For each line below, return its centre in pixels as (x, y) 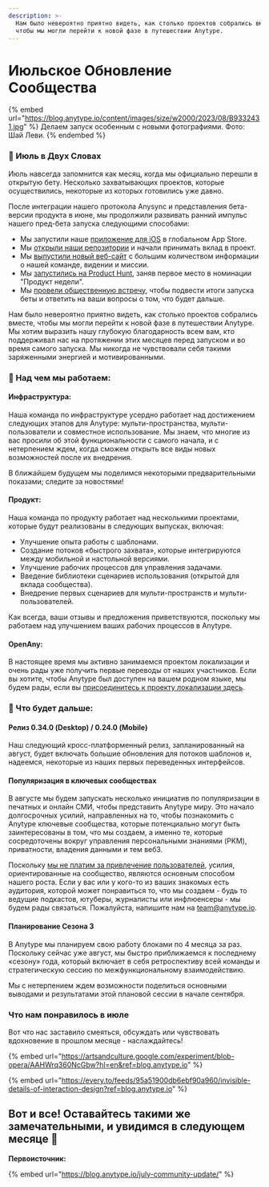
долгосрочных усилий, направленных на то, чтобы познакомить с (121, 815)
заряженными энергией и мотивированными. (87, 357)
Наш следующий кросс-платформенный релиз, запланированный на (126, 745)
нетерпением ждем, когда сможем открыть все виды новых (112, 449)
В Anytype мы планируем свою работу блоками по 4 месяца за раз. (125, 944)
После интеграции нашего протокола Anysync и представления (118, 206)
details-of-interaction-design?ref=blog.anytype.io (90, 1088)
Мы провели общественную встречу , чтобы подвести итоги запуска (137, 290)
